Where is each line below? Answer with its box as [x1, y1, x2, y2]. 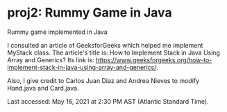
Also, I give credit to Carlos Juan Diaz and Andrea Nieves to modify [7, 76, 200, 84]
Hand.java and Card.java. [7, 84, 79, 92]
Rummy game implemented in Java [7, 28, 108, 36]
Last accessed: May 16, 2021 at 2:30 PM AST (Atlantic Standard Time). [7, 97, 210, 105]
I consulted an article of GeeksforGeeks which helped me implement [7, 41, 203, 49]
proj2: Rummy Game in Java [7, 5, 172, 21]
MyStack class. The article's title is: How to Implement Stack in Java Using [7, 48, 221, 57]
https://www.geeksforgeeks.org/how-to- [96, 55, 212, 64]
